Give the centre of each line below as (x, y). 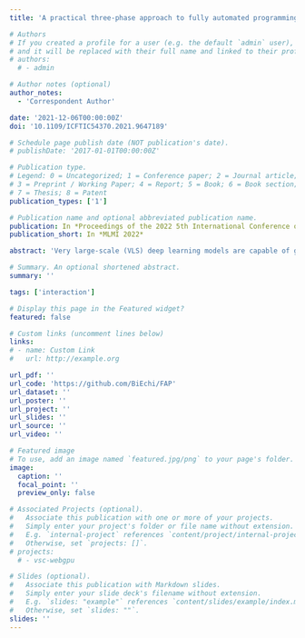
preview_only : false (56, 493)
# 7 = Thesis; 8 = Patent (58, 193)
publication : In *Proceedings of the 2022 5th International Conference (150, 226)
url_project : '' (40, 409)
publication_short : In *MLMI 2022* (77, 234)
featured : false (40, 317)
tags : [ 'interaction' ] (52, 292)
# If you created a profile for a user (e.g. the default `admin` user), (152, 43)
